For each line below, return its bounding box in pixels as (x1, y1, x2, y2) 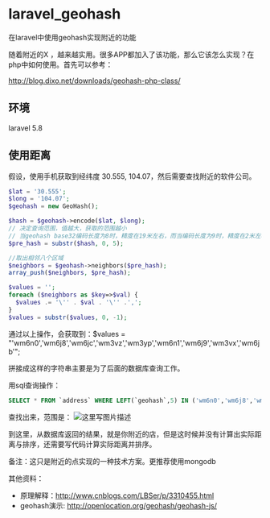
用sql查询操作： (8, 380, 61, 390)
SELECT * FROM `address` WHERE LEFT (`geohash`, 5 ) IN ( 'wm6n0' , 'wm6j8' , (8, 396, 253, 404)
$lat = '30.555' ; (8, 187, 67, 196)
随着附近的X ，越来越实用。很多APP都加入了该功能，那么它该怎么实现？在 (8, 49, 255, 59)
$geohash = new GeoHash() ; (8, 202, 99, 210)
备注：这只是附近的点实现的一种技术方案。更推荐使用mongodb (8, 456, 217, 466)
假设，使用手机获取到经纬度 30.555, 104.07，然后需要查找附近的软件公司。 (8, 171, 256, 181)
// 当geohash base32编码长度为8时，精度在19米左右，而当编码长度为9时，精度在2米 (8, 231, 256, 240)
